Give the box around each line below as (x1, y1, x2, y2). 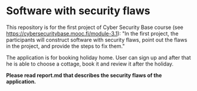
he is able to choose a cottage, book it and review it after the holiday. (6, 60, 174, 67)
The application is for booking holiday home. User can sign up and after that (6, 54, 191, 61)
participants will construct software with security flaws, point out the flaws (6, 36, 188, 43)
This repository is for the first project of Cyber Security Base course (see (6, 24, 184, 31)
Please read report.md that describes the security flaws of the (6, 71, 162, 79)
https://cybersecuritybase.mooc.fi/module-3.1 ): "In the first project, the (6, 30, 179, 37)
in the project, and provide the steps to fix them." (6, 43, 125, 50)
